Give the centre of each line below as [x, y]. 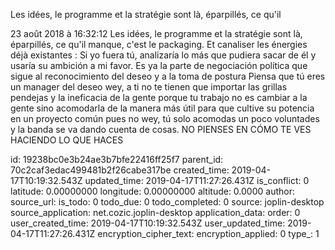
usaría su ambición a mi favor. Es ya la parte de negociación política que [159, 65]
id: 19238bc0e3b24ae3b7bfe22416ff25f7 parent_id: [117, 159]
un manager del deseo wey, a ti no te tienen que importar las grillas [149, 87]
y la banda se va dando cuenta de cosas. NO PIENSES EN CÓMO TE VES [161, 129]
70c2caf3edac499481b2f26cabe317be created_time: [120, 170]
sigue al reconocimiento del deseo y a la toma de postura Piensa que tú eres [168, 76]
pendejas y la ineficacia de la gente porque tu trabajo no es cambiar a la [159, 97]
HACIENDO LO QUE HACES [67, 140]
